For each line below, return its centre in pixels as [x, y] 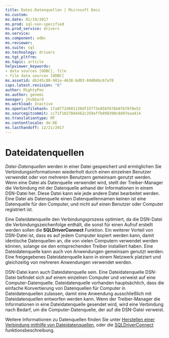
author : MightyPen [24, 90]
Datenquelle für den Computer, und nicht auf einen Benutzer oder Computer [84, 204]
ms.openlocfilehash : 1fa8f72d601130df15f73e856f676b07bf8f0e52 [73, 109]
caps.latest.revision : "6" [34, 85]
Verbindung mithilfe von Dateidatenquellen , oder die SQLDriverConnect [79, 325]
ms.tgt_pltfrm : [21, 57]
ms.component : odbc [26, 38]
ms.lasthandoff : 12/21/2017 [35, 128]
